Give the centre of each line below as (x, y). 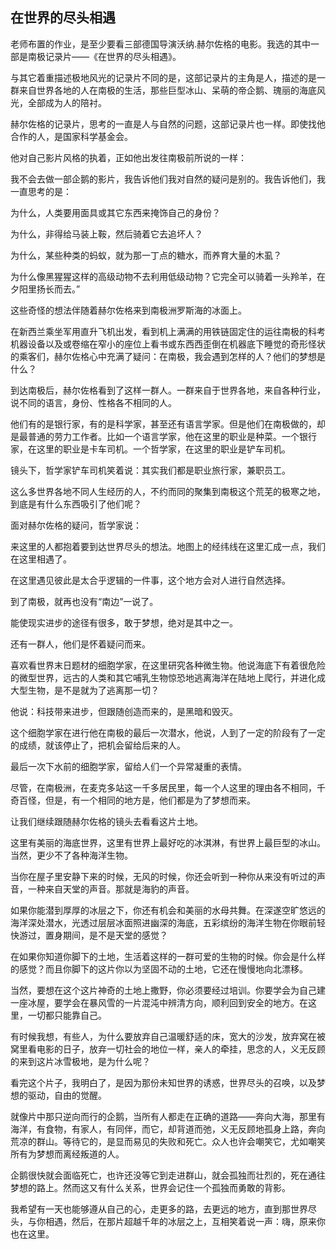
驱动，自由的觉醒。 (67, 1095)
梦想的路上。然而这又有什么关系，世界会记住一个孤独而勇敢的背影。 (150, 1187)
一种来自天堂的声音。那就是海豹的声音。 (111, 889)
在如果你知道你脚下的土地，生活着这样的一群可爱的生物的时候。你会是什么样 (168, 956)
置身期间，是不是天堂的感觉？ (106, 935)
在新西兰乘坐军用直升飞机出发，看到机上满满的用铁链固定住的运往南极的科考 (168, 331)
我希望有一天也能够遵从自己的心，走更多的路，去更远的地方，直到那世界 (159, 1209)
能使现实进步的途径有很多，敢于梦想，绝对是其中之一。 (124, 622)
